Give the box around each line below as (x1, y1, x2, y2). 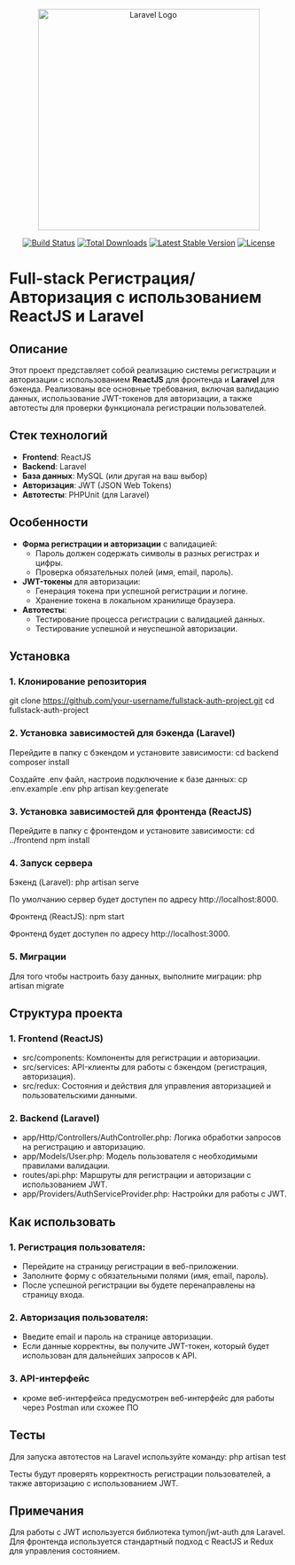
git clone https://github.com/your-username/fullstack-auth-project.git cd (9, 695, 275, 706)
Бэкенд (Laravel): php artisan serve (9, 877, 140, 887)
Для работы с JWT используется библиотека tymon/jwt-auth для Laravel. (9, 1527, 286, 1538)
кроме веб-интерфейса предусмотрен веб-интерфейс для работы (21, 1392, 275, 1403)
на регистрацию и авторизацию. (21, 1142, 146, 1152)
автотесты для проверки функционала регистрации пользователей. (9, 403, 267, 413)
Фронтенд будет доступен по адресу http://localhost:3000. (9, 928, 230, 939)
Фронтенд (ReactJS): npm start (9, 911, 125, 922)
